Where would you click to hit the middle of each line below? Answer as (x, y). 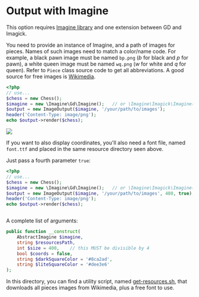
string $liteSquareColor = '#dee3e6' (63, 264)
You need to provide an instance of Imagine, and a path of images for (91, 45)
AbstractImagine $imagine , (50, 237)
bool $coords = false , (45, 254)
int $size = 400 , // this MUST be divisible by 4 (83, 248)
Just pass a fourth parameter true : (48, 160)
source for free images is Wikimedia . (51, 76)
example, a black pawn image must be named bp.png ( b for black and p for (97, 57)
